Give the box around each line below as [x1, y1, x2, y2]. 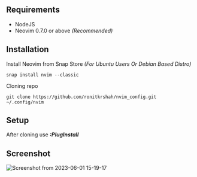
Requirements [6, 5, 60, 15]
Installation [6, 44, 49, 54]
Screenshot [6, 148, 51, 158]
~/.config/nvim [6, 99, 44, 105]
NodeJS [14, 20, 35, 28]
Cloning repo [6, 82, 38, 89]
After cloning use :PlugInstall [6, 131, 79, 138]
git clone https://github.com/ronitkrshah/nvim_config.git [6, 94, 157, 100]
